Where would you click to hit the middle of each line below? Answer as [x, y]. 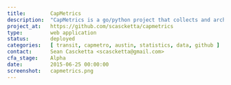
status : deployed [41, 39]
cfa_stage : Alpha [37, 58]
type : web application [52, 33]
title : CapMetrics [44, 13]
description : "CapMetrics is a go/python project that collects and [109, 20]
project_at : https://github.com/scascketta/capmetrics [90, 26]
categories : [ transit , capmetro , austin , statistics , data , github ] [113, 45]
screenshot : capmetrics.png [51, 71]
